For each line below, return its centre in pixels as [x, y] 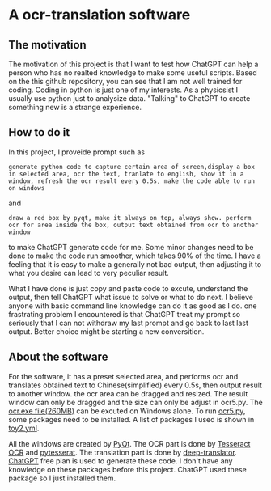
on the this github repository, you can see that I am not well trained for [125, 81]
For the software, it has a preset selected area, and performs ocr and [123, 376]
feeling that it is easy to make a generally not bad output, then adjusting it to [135, 264]
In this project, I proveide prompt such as [77, 152]
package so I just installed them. [62, 478]
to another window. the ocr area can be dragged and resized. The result [128, 393]
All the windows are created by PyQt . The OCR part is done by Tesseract [129, 443]
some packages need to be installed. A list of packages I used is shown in [131, 419]
